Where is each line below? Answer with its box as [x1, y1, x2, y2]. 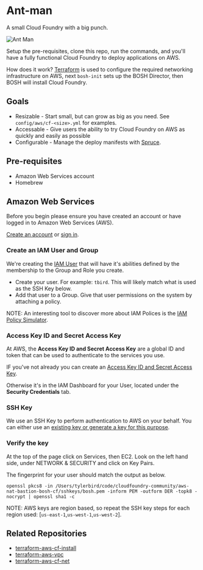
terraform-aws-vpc [15, 551, 64, 558]
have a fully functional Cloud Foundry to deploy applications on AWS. [6, 54, 180, 61]
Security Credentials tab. [6, 388, 71, 395]
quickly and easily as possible [15, 132, 91, 139]
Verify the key [6, 439, 49, 447]
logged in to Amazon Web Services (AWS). [6, 219, 114, 226]
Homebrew [15, 179, 43, 186]
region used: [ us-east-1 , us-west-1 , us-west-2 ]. [6, 510, 122, 518]
